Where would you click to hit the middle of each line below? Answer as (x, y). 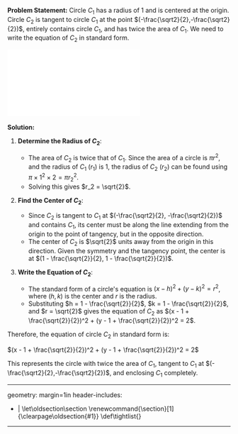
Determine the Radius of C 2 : (59, 142)
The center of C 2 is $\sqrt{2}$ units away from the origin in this (121, 243)
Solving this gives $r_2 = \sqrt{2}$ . (79, 187)
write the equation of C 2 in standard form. (68, 39)
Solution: (21, 128)
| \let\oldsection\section (52, 408)
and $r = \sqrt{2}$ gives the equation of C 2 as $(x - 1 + (109, 312)
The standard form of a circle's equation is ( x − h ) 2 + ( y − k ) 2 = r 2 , (124, 288)
